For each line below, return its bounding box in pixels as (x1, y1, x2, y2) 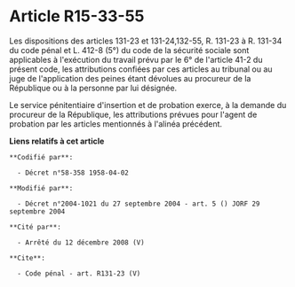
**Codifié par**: (9, 152, 74, 161)
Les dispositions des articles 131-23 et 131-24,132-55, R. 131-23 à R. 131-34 (9, 35, 283, 46)
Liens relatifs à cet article (9, 136, 105, 146)
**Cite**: (9, 253, 46, 262)
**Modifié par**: (9, 183, 74, 192)
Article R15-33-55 (9, 6, 145, 27)
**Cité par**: (9, 222, 62, 231)
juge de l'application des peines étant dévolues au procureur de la (9, 73, 251, 83)
